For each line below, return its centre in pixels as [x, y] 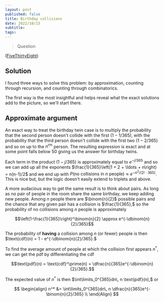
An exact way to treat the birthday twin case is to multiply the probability [78, 130]
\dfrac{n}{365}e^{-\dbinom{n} [123, 264]
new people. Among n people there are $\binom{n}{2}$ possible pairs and [80, 199]
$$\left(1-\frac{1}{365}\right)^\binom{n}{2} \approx [66, 219]
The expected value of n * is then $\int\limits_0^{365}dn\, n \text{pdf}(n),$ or [82, 279]
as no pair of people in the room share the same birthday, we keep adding [80, 194]
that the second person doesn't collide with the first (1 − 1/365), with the [78, 135]
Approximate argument [41, 118]
